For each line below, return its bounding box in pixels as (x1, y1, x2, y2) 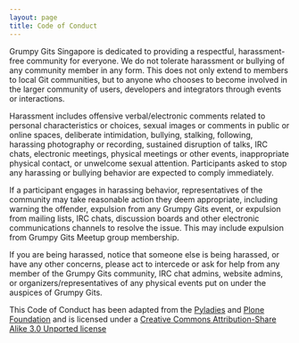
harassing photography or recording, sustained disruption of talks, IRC (9, 139, 268, 150)
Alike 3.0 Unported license (9, 323, 107, 334)
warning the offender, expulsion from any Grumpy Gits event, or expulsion (9, 203, 281, 214)
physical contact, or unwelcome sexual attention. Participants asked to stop (9, 158, 287, 168)
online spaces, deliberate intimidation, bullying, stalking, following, (9, 129, 253, 140)
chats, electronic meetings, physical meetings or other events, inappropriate (9, 148, 290, 159)
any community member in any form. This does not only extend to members (9, 64, 288, 76)
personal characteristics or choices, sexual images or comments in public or (9, 119, 290, 130)
